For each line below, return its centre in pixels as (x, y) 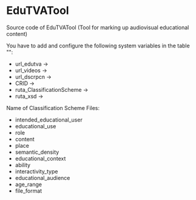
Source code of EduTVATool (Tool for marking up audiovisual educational (98, 27)
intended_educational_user (49, 120)
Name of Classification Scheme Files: (53, 108)
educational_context (40, 158)
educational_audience (42, 178)
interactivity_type (36, 171)
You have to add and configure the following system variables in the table (98, 46)
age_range (29, 184)
